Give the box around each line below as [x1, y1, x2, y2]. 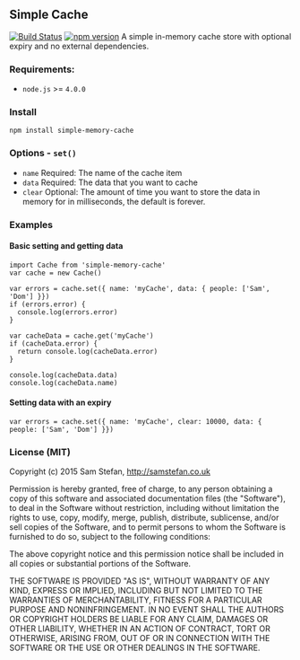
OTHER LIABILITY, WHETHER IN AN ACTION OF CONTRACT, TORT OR [9, 623, 270, 634]
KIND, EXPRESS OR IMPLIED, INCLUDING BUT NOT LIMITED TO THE [9, 585, 263, 596]
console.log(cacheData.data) [9, 370, 118, 380]
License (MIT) [9, 445, 72, 458]
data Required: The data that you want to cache [21, 177, 199, 188]
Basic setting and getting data [9, 241, 124, 251]
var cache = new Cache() [9, 268, 102, 277]
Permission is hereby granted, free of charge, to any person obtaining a [9, 484, 273, 495]
